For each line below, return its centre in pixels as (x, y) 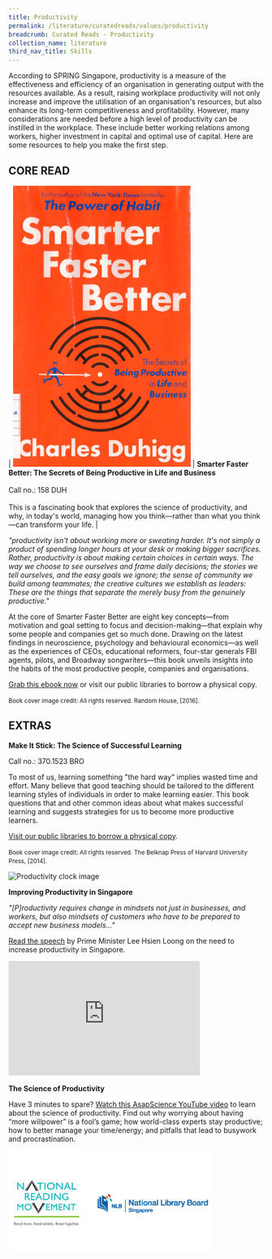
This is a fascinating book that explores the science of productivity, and (128, 507)
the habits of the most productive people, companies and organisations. (129, 669)
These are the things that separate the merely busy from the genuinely (127, 592)
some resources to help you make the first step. (89, 145)
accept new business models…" (62, 925)
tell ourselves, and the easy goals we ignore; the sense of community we (131, 575)
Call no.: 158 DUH (38, 489)
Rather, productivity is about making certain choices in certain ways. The (131, 557)
